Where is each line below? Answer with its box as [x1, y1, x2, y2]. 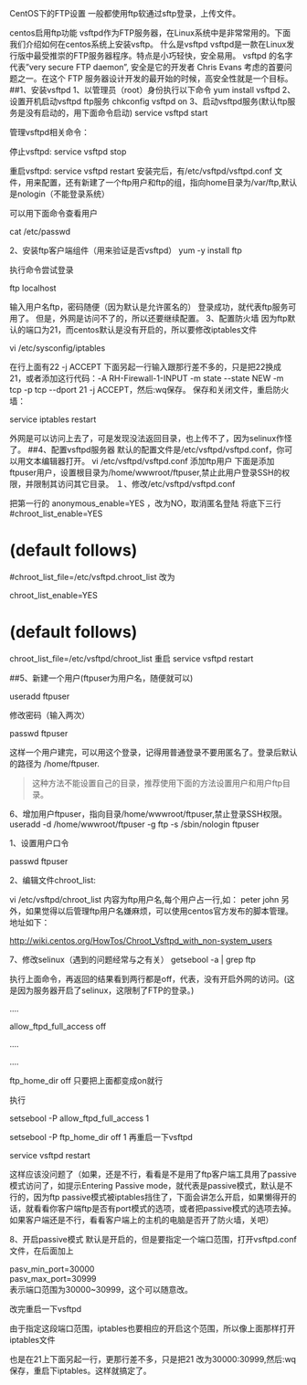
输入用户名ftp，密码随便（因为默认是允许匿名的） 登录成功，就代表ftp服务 [9, 301, 289, 312]
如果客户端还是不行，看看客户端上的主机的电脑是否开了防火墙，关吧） [9, 1214, 274, 1225]
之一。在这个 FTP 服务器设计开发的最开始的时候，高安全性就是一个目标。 [16, 73, 294, 84]
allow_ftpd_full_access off [9, 1020, 107, 1031]
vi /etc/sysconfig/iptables [9, 343, 106, 354]
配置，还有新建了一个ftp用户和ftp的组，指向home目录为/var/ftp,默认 [40, 177, 298, 187]
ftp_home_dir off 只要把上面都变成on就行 [9, 1074, 164, 1085]
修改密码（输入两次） [9, 709, 90, 720]
